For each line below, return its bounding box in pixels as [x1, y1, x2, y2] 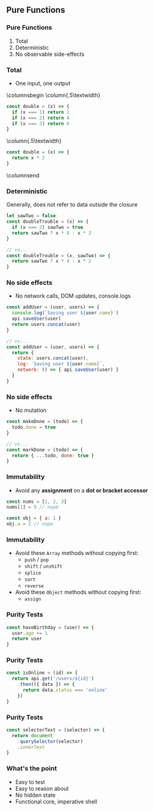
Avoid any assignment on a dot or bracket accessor [15, 486, 148, 494]
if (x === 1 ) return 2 [12, 109, 70, 115]
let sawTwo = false [6, 213, 56, 219]
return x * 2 [12, 155, 45, 161]
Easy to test [15, 778, 45, 785]
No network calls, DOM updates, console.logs [15, 292, 131, 300]
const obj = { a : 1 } [6, 515, 62, 521]
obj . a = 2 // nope [6, 521, 53, 527]
